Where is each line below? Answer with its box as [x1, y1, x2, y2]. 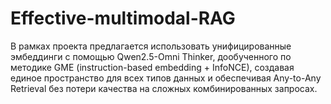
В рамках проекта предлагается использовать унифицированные [10, 40, 292, 52]
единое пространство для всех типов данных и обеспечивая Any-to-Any [10, 72, 322, 84]
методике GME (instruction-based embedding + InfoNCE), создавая [10, 61, 295, 73]
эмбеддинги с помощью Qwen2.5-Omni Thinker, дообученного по [10, 50, 292, 62]
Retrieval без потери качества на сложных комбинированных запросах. [10, 82, 318, 94]
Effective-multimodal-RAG [10, 7, 236, 30]
